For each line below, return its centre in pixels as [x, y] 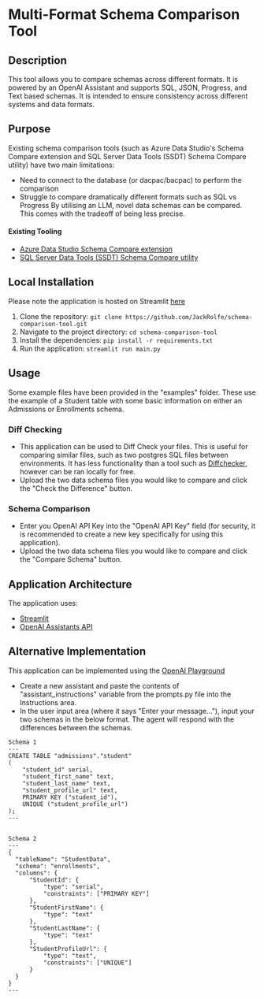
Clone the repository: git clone [71, 316]
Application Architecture [70, 584]
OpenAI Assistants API [56, 627]
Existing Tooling [35, 232]
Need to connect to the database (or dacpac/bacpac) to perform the [130, 180]
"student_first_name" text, [68, 776]
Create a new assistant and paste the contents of [99, 685]
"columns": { [37, 873]
